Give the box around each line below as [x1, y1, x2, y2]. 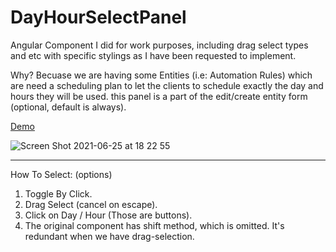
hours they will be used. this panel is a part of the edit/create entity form [10, 90, 308, 102]
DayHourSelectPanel [10, 6, 187, 29]
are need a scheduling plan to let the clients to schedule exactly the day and [10, 79, 324, 91]
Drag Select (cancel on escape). [24, 198, 158, 210]
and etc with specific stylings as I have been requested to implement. [10, 49, 297, 61]
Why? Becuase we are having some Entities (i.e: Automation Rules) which [10, 69, 313, 81]
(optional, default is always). [10, 101, 127, 113]
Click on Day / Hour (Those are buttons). [24, 209, 193, 221]
